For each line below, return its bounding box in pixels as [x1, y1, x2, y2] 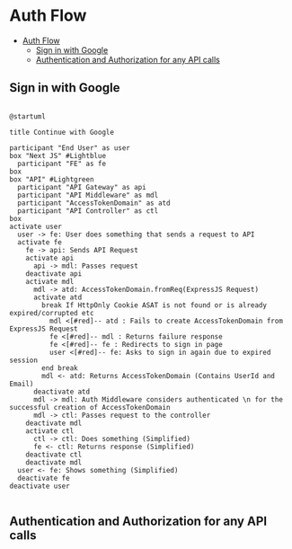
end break [41, 363, 78, 373]
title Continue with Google [9, 128, 115, 137]
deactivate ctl [25, 450, 83, 459]
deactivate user [9, 482, 70, 491]
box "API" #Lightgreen [9, 174, 94, 184]
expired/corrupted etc [9, 308, 94, 317]
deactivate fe [17, 474, 70, 483]
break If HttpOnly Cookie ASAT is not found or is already [41, 300, 268, 310]
